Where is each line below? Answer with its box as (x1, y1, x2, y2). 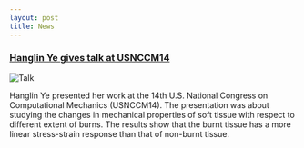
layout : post (9, 13, 59, 23)
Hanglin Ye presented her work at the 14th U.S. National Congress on (9, 90, 269, 101)
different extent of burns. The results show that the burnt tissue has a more (9, 119, 291, 130)
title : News (9, 22, 55, 31)
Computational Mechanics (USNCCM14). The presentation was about (9, 99, 270, 110)
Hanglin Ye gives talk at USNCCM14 (9, 52, 170, 64)
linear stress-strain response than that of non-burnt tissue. (9, 128, 230, 139)
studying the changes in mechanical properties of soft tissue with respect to (9, 109, 296, 120)
